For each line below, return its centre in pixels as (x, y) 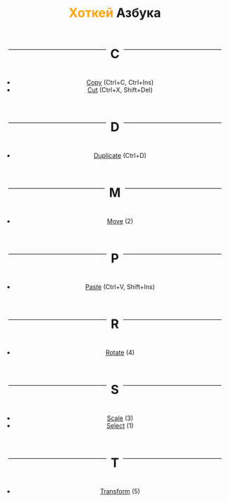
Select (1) (120, 425)
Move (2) (120, 221)
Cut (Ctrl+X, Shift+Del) (120, 90)
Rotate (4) (120, 352)
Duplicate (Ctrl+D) (120, 156)
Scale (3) (120, 418)
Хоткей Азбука (115, 13)
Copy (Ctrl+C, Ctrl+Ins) (120, 82)
